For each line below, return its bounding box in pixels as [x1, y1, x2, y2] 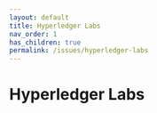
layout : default [9, 12, 69, 22]
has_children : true [9, 37, 82, 47]
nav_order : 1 [9, 29, 58, 38]
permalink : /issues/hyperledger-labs [9, 46, 149, 55]
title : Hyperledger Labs [9, 21, 101, 30]
